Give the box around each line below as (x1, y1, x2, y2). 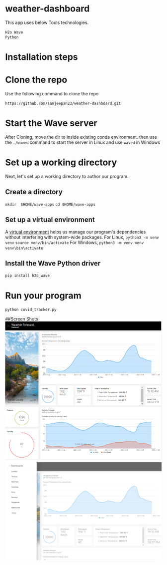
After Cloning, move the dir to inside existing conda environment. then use (5, 134, 158, 140)
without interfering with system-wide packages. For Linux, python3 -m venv (5, 234, 159, 240)
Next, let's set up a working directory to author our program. (5, 173, 129, 179)
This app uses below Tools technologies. (5, 19, 89, 25)
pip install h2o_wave (5, 273, 50, 279)
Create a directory (5, 188, 63, 196)
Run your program (5, 290, 82, 301)
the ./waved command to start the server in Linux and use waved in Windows (5, 139, 161, 145)
